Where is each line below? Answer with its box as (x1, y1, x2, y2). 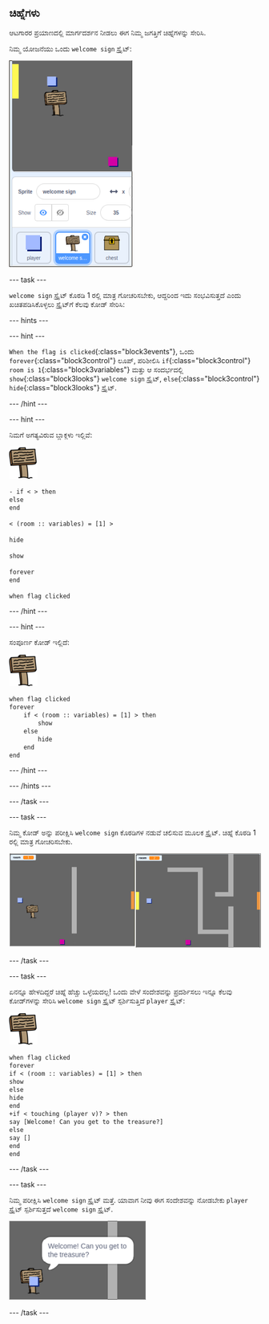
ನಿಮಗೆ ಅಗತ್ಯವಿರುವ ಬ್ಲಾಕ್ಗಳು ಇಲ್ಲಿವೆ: (9, 430, 93, 439)
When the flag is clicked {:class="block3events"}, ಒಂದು (9, 346, 195, 356)
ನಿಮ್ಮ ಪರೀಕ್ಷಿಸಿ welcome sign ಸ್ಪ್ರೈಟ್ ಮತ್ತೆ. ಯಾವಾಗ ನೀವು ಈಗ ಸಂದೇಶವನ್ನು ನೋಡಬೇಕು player (9, 1195, 249, 1205)
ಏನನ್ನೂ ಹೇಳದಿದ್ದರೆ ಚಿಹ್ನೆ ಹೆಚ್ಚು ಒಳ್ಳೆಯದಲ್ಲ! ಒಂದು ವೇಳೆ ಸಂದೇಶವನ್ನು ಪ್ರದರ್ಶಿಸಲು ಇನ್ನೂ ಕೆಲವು (9, 987, 233, 997)
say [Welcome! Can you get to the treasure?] (9, 1118, 163, 1126)
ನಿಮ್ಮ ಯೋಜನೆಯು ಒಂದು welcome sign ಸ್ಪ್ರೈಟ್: (9, 43, 132, 53)
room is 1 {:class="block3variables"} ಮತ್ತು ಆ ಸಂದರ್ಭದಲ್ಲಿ (9, 365, 183, 374)
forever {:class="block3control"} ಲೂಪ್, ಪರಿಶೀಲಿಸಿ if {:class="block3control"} (9, 355, 251, 365)
